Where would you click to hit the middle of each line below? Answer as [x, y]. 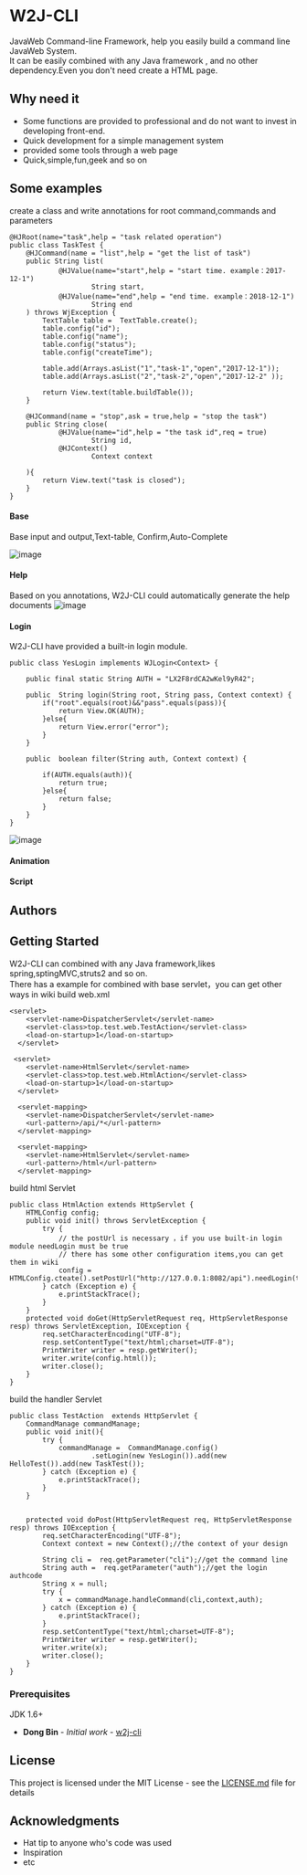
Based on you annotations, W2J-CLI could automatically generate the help [150, 595]
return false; [85, 799]
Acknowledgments [65, 1822]
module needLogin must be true [69, 1246]
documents [31, 605]
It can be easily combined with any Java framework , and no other [134, 60]
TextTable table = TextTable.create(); [120, 321]
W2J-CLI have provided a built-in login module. [99, 647]
